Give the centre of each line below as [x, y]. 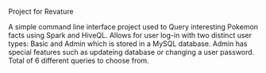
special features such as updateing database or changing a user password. [131, 52]
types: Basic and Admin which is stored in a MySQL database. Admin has [128, 44]
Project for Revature [41, 12]
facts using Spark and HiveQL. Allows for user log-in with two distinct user [130, 35]
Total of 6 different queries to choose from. [79, 60]
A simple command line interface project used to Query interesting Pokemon [133, 27]
